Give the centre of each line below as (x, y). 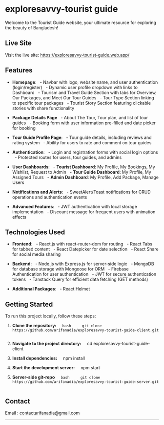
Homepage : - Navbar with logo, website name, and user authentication (85, 82)
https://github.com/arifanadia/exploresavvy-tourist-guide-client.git (85, 330)
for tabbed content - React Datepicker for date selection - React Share (85, 249)
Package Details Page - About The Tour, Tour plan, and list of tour (80, 117)
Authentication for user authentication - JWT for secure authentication (84, 274)
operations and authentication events (50, 197)
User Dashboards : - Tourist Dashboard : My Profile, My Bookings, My (83, 167)
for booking (24, 128)
